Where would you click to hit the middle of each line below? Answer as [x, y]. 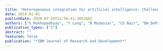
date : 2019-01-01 [23, 14]
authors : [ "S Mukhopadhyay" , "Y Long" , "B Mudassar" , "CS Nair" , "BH [77, 23]
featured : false [21, 37]
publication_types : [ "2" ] [31, 28]
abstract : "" [18, 32]
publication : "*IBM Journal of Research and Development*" [66, 41]
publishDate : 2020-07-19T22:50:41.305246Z [49, 18]
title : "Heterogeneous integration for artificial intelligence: [72, 9]
